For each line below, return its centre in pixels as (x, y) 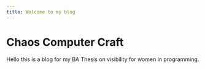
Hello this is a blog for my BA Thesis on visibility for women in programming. (103, 59)
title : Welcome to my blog (41, 12)
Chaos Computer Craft (65, 42)
